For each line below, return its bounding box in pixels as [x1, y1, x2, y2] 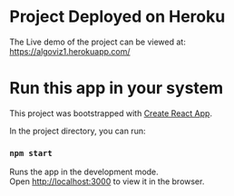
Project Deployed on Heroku [9, 6, 226, 27]
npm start [9, 148, 53, 158]
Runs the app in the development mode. [9, 166, 159, 178]
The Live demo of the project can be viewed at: [9, 36, 186, 47]
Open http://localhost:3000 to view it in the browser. [9, 176, 205, 187]
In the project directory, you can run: [9, 125, 146, 136]
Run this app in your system [9, 78, 224, 99]
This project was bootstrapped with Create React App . [9, 107, 213, 119]
